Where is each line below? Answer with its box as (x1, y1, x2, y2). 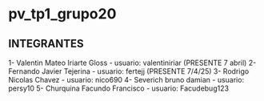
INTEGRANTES (8, 37, 84, 50)
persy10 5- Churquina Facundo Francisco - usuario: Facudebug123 (8, 83, 230, 93)
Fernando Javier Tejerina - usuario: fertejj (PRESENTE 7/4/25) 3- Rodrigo (8, 67, 250, 76)
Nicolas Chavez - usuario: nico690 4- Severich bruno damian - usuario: (8, 75, 245, 84)
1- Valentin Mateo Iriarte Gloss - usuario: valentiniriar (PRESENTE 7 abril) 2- (8, 58, 257, 67)
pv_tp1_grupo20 (8, 5, 117, 23)
